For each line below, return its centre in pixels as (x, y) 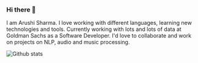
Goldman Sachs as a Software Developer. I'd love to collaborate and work (99, 36)
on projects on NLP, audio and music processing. (68, 42)
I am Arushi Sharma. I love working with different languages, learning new (99, 23)
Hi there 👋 (21, 10)
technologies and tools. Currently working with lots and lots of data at (94, 29)
